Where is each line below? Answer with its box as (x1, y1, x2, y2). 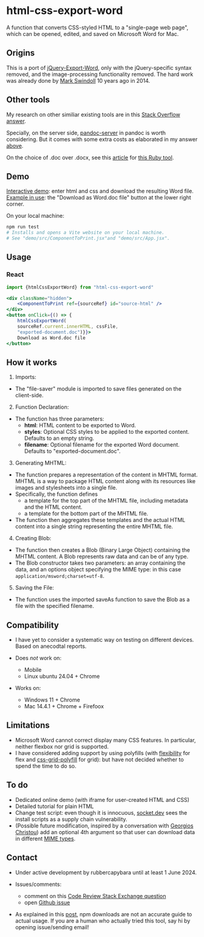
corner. (6, 200, 24, 207)
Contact (6, 852, 38, 863)
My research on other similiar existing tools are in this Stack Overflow (6, 111, 181, 118)
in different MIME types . (15, 835, 76, 842)
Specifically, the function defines (15, 490, 98, 498)
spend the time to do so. (15, 762, 77, 770)
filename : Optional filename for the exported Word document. (24, 441, 180, 448)
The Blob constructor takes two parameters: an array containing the (15, 559, 186, 566)
